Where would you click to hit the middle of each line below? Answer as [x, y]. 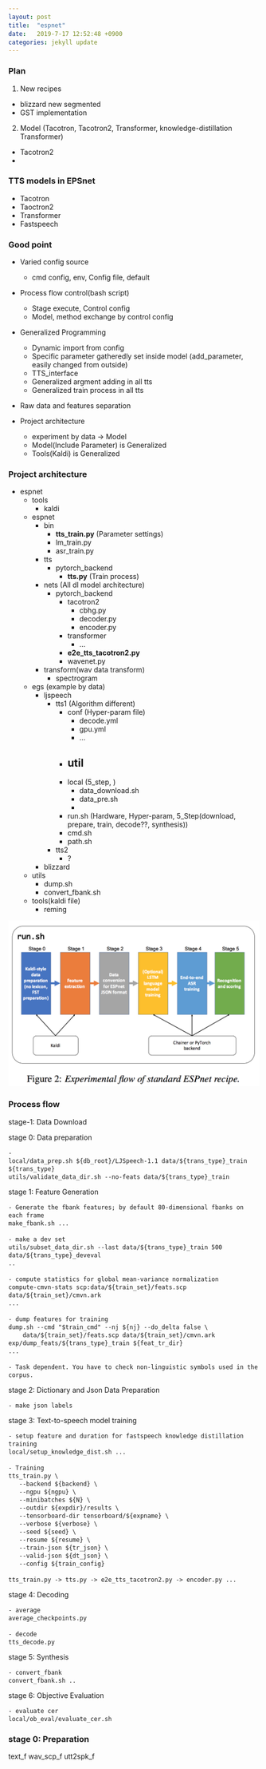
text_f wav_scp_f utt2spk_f [52, 1756]
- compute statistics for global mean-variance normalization [113, 1279]
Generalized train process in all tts [88, 391]
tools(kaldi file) [56, 901]
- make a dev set [37, 1239]
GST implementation [53, 113]
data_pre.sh [99, 799]
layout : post [30, 17]
